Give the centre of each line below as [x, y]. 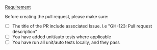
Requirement [18, 7]
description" [25, 32]
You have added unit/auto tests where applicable [62, 37]
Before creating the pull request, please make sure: [57, 16]
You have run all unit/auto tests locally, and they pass [66, 42]
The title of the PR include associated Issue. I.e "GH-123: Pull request [82, 26]
